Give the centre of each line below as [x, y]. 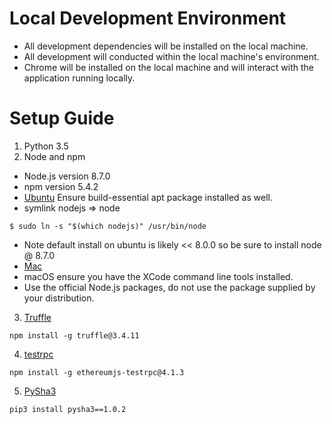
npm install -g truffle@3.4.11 [74, 335]
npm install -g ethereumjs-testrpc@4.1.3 [97, 372]
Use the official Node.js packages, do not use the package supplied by [169, 287]
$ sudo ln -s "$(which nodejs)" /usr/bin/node [108, 226]
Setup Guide [62, 118]
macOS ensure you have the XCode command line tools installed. [158, 276]
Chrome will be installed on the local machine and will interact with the [168, 67]
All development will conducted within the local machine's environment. [171, 56]
